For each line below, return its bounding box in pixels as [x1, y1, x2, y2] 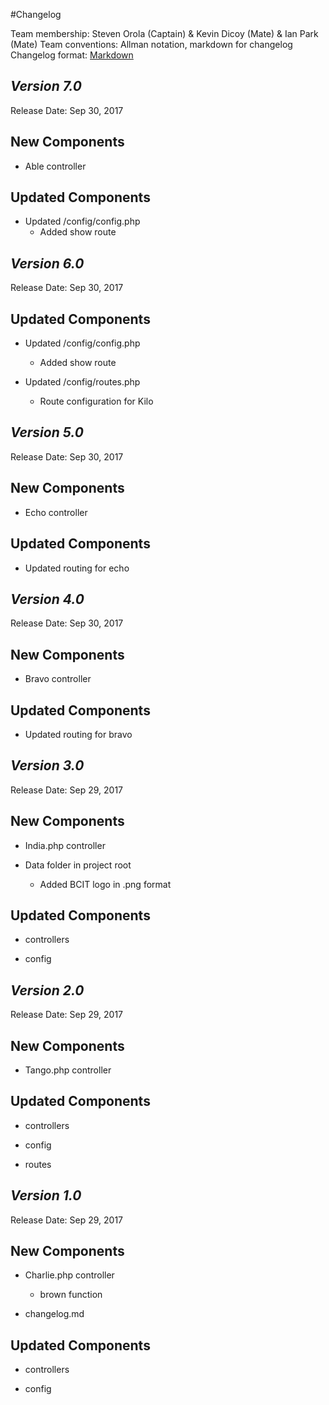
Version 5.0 [10, 424, 84, 441]
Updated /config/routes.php [24, 376, 141, 388]
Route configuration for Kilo [39, 395, 154, 408]
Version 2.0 [10, 982, 85, 999]
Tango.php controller [24, 1064, 112, 1076]
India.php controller [24, 839, 106, 851]
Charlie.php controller [24, 1269, 115, 1281]
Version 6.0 [10, 255, 85, 272]
